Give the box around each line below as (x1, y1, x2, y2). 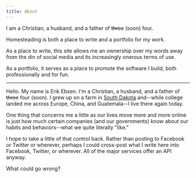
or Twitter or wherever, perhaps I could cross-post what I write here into (6, 141, 180, 148)
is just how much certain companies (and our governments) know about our (6, 117, 188, 124)
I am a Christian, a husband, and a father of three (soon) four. (6, 25, 153, 32)
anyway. (6, 153, 26, 160)
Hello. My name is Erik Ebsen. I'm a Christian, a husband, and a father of (6, 88, 180, 95)
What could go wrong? (6, 165, 61, 172)
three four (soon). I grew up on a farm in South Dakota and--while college (6, 94, 183, 101)
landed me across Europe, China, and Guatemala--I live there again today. (6, 100, 184, 107)
